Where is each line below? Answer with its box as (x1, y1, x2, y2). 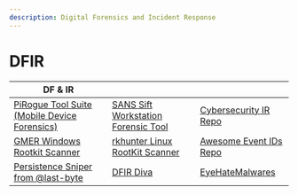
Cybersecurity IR (200, 104, 271, 116)
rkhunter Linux (112, 135, 173, 147)
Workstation (112, 109, 162, 121)
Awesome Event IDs (200, 135, 283, 147)
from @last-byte (13, 171, 84, 183)
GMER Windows (13, 135, 82, 147)
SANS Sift (112, 98, 153, 111)
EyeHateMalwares (200, 166, 276, 178)
